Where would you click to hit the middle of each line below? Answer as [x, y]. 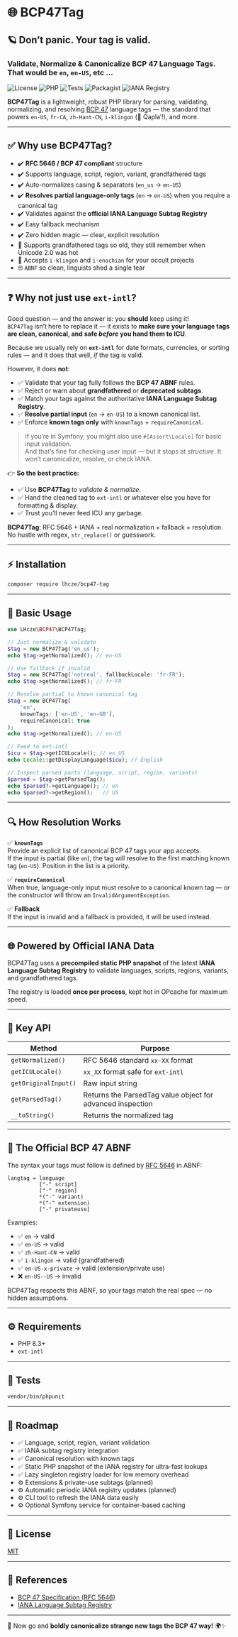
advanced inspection [118, 1103]
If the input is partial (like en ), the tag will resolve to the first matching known [119, 858]
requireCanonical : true [55, 721]
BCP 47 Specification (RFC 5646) [66, 1597]
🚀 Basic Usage [40, 613]
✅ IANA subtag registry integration [68, 1450]
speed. [17, 999]
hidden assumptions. [38, 1298]
